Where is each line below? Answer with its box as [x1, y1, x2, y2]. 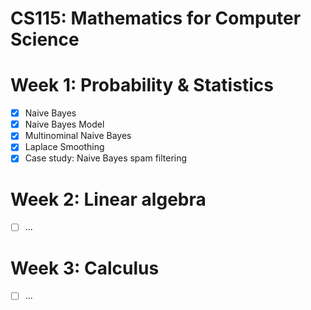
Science [10, 28, 80, 51]
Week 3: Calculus [10, 257, 160, 279]
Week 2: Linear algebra [10, 188, 207, 211]
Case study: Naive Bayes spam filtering [24, 152, 188, 164]
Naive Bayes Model [24, 118, 105, 131]
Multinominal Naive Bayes [24, 130, 132, 142]
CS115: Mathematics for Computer [10, 7, 302, 30]
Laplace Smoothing [24, 141, 105, 153]
